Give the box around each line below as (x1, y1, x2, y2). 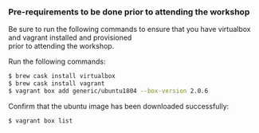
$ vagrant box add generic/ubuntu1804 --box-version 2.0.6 (8, 87, 209, 96)
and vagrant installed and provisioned (8, 33, 132, 42)
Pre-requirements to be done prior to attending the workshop (8, 6, 250, 18)
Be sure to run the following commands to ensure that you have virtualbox (8, 25, 251, 34)
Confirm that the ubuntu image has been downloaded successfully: (8, 101, 230, 111)
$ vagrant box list (8, 116, 73, 125)
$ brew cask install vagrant (8, 80, 105, 88)
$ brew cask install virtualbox (8, 72, 116, 80)
